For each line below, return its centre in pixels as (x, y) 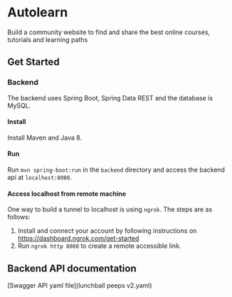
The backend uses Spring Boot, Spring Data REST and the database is (110, 98)
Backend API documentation (72, 268)
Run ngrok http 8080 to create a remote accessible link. (99, 246)
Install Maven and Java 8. (45, 137)
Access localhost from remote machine (67, 194)
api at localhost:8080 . (40, 177)
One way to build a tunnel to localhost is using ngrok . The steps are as (110, 209)
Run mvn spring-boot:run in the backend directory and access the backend (116, 170)
